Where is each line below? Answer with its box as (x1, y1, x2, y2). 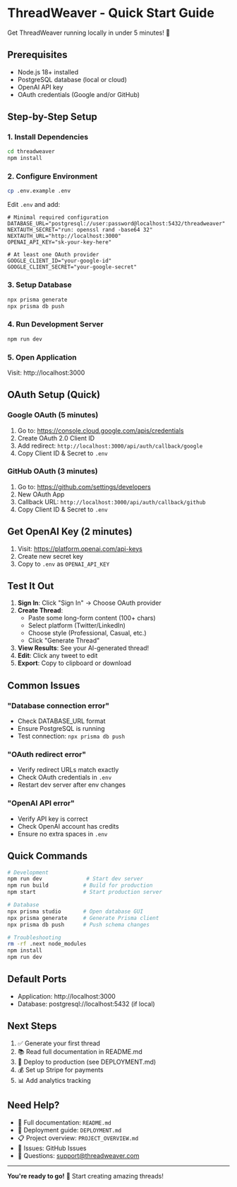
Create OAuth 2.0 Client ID (17, 433, 95, 442)
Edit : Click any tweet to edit (17, 652, 98, 660)
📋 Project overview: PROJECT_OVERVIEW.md (17, 1133, 139, 1142)
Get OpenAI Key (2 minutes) (7, 526, 133, 538)
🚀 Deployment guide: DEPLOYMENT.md (17, 1125, 122, 1134)
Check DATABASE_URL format (17, 717, 106, 725)
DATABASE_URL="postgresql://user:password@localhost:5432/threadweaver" (7, 220, 226, 227)
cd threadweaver (7, 148, 55, 155)
